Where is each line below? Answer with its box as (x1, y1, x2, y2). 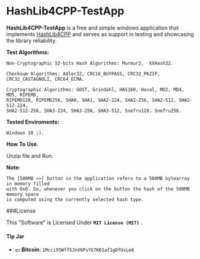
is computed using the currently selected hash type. (6, 196, 145, 202)
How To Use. (6, 140, 39, 148)
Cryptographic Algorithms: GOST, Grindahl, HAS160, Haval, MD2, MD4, (6, 86, 185, 93)
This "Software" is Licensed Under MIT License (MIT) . (6, 219, 143, 226)
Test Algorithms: (6, 48, 49, 55)
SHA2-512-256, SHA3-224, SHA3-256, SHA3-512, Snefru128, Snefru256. (6, 107, 182, 114)
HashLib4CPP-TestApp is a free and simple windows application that (6, 24, 179, 31)
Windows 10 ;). (6, 129, 45, 136)
